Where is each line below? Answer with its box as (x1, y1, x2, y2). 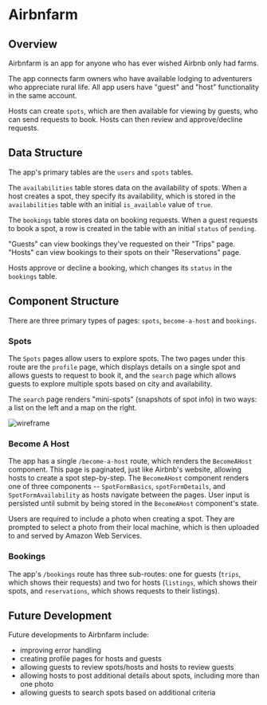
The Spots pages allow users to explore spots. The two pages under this (8, 353, 245, 363)
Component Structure (8, 295, 120, 308)
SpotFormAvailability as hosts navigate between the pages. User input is (8, 490, 250, 499)
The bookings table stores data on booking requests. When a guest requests (8, 215, 258, 225)
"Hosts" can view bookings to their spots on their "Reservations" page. (8, 247, 241, 257)
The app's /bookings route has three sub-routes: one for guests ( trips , (8, 569, 241, 578)
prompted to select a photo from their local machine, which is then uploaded (8, 523, 260, 532)
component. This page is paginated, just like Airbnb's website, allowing (8, 464, 241, 475)
